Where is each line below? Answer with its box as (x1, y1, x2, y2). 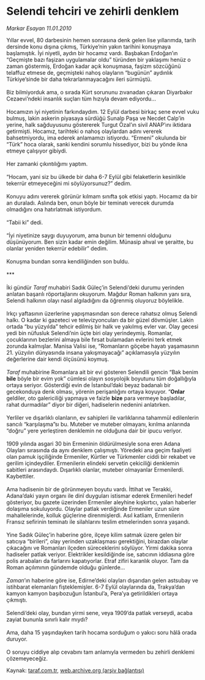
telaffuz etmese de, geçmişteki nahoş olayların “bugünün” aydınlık (6, 69, 173, 76)
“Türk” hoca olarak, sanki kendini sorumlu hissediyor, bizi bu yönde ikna (6, 140, 188, 148)
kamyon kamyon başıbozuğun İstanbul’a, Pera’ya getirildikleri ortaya (6, 589, 178, 597)
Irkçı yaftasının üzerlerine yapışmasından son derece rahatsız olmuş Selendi (6, 309, 198, 317)
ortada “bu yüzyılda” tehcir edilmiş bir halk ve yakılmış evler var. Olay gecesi (6, 323, 199, 330)
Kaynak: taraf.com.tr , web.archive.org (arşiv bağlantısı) (6, 667, 145, 674)
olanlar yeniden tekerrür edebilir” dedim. (6, 244, 108, 252)
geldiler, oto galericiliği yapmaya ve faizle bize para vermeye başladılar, (6, 394, 187, 402)
